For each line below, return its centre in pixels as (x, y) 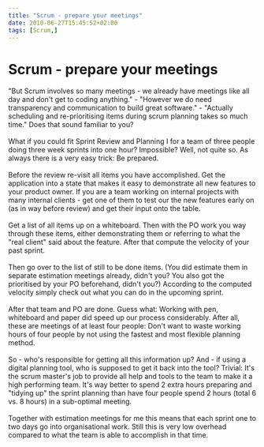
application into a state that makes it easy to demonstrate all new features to (132, 183)
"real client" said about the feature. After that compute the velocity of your (129, 242)
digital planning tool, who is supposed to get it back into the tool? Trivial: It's (131, 368)
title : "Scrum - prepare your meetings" (76, 15)
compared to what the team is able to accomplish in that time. (108, 435)
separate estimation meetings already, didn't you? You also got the (116, 276)
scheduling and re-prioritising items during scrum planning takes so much (128, 116)
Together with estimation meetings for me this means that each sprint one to (132, 419)
